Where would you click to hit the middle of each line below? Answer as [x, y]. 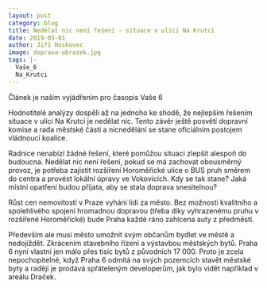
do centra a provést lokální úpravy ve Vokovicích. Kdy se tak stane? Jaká [128, 179]
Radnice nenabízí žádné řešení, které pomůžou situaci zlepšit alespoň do [128, 153]
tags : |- [23, 60]
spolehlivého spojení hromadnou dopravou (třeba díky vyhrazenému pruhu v [133, 210]
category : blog [33, 23]
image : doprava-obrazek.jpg [55, 52]
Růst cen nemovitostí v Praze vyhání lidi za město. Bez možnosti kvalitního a [133, 202]
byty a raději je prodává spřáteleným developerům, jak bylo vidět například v [133, 268]
